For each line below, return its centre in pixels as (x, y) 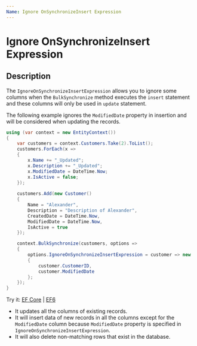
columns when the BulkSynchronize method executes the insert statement (98, 97)
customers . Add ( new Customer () (55, 194)
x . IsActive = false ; (53, 177)
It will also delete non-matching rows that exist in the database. (93, 337)
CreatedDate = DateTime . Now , (64, 216)
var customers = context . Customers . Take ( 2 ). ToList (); (85, 144)
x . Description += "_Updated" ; (65, 166)
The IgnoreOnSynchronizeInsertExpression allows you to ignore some (92, 91)
